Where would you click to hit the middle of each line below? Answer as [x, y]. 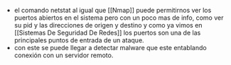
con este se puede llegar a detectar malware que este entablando [111, 48]
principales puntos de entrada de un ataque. [79, 40]
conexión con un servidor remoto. [64, 55]
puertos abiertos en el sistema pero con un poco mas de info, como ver [119, 18]
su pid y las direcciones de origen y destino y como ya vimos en [108, 25]
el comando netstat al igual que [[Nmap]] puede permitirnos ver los [113, 10]
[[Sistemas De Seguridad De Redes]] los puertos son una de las [107, 32]
